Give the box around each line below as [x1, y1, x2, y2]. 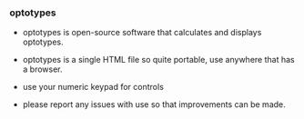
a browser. [22, 64, 63, 74]
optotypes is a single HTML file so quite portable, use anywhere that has [22, 55, 295, 65]
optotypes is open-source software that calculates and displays [22, 27, 262, 38]
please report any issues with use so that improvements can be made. [22, 99, 287, 110]
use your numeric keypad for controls [22, 82, 164, 93]
